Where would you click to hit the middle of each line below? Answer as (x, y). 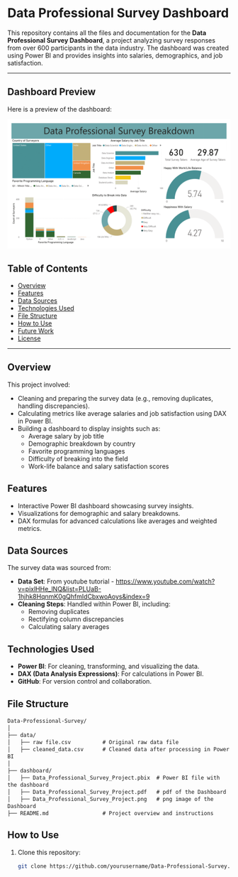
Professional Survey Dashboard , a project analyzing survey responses (112, 40)
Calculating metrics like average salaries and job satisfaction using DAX (122, 413)
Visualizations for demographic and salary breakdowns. (99, 513)
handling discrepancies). (53, 406)
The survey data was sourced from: (59, 568)
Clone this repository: (49, 852)
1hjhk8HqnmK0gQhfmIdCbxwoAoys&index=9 (84, 597)
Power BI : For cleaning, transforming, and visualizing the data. (108, 667)
